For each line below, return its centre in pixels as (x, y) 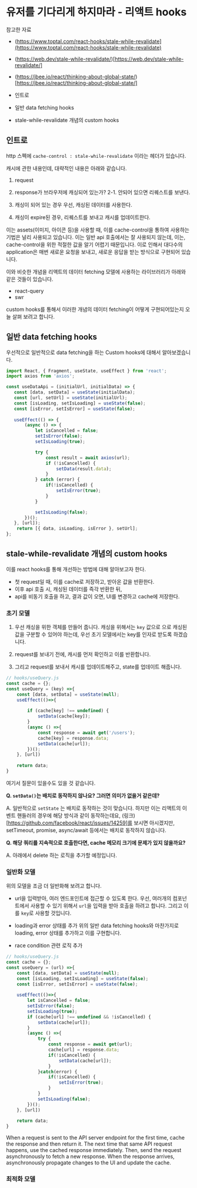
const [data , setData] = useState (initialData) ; (74, 392)
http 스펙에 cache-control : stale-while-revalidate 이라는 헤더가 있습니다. (96, 155)
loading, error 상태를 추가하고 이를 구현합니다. (68, 933)
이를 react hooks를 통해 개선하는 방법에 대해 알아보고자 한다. (76, 569)
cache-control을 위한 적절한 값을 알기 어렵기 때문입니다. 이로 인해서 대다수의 (95, 244)
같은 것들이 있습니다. (30, 279)
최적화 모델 (21, 1179)
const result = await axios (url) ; (88, 458)
